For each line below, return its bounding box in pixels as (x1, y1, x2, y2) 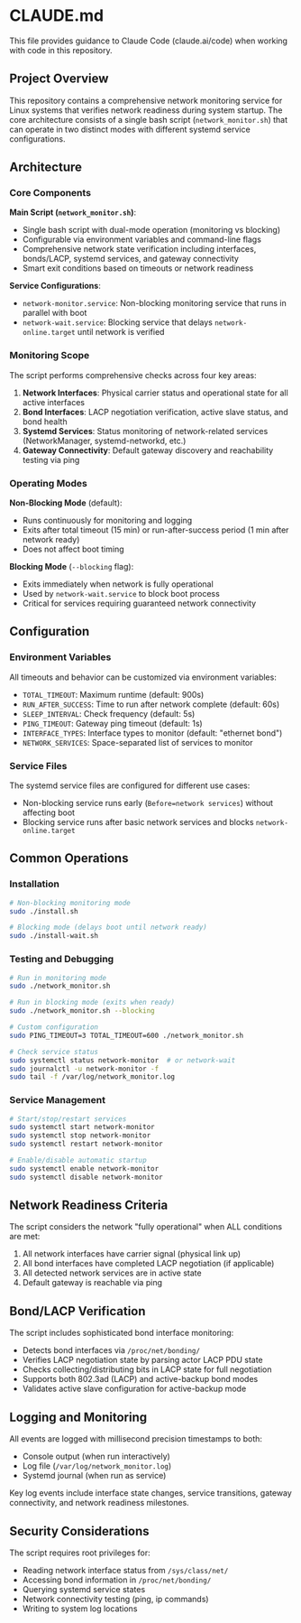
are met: (9, 1231, 41, 1242)
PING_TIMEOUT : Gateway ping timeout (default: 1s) (22, 718, 203, 728)
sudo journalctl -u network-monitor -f (9, 1064, 160, 1073)
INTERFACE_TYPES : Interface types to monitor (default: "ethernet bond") (22, 728, 283, 738)
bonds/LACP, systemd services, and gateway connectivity (22, 254, 239, 264)
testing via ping (22, 454, 80, 465)
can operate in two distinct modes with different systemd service (9, 124, 251, 134)
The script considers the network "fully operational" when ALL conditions (9, 1221, 282, 1232)
